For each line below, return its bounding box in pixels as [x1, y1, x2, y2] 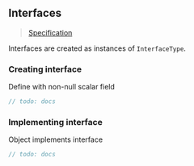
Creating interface [8, 64, 82, 75]
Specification [27, 27, 73, 37]
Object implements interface [8, 135, 103, 144]
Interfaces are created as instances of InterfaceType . [8, 44, 186, 53]
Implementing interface [8, 116, 103, 127]
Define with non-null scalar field [8, 82, 116, 92]
